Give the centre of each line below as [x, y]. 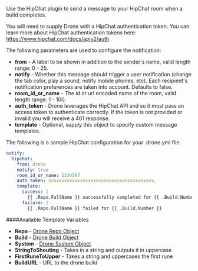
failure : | [35, 203]
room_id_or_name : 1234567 [49, 175]
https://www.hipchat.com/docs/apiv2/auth [58, 39]
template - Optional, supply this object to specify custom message [96, 125]
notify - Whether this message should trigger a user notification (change [103, 74]
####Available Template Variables [48, 220]
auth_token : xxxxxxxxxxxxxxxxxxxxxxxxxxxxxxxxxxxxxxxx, [87, 181]
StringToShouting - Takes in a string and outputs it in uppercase [93, 250]
